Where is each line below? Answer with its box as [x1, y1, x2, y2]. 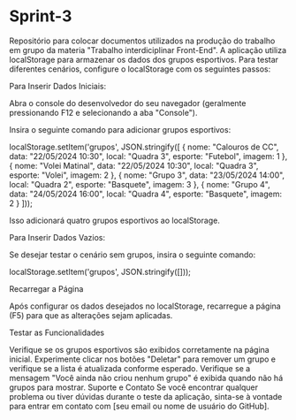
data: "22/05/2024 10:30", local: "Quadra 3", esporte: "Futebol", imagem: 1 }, [9, 150, 288, 161]
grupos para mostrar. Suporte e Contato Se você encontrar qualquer [9, 382, 259, 393]
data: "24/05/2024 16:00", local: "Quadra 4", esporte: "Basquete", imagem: [9, 188, 283, 199]
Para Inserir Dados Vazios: [9, 232, 106, 242]
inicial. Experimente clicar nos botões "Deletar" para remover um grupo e [9, 354, 277, 364]
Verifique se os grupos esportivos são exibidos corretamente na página [9, 344, 269, 355]
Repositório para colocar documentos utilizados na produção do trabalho [9, 35, 276, 46]
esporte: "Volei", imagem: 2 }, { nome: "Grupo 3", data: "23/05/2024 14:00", [9, 170, 285, 180]
